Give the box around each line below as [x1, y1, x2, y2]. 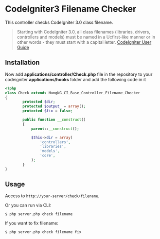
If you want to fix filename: [5, 220, 58, 226]
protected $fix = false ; [22, 108, 73, 114]
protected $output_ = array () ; [22, 104, 86, 109]
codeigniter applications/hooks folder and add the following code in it [5, 76, 146, 82]
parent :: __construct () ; [31, 126, 79, 131]
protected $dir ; [22, 100, 55, 104]
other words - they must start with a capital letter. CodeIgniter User [17, 39, 152, 45]
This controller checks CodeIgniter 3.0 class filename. [5, 19, 113, 25]
